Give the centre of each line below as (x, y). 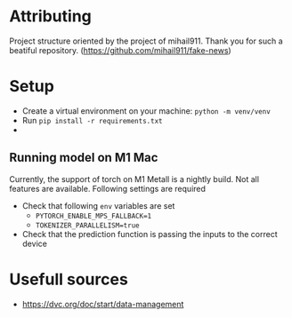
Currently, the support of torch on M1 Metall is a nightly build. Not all (134, 179)
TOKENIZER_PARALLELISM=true (87, 225)
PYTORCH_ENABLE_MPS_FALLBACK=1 (93, 216)
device (34, 243)
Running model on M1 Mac (84, 158)
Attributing (50, 16)
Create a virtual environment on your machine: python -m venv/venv (146, 111)
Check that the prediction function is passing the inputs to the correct (150, 234)
